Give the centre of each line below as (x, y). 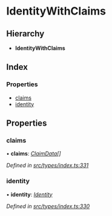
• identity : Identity (29, 194)
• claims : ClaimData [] (34, 154)
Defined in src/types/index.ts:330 (48, 206)
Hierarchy (25, 34)
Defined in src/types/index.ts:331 (48, 166)
